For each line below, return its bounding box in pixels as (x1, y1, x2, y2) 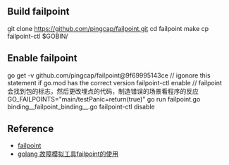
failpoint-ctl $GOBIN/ (7, 32, 68, 40)
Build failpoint (7, 6, 70, 18)
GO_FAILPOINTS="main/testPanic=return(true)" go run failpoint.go (7, 94, 201, 103)
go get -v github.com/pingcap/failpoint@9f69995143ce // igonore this (7, 71, 211, 80)
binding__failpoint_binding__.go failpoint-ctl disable (7, 102, 155, 111)
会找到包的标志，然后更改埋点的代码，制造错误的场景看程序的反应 (7, 87, 199, 95)
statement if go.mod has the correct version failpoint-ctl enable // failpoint (7, 78, 222, 87)
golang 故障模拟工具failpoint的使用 (17, 149, 118, 158)
